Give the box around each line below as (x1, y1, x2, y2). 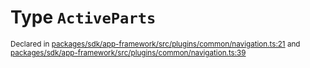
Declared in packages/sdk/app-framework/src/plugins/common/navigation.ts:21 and (10, 39, 301, 49)
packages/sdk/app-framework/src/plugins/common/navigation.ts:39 (10, 47, 247, 58)
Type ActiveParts (10, 6, 157, 29)
